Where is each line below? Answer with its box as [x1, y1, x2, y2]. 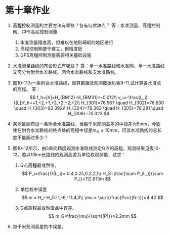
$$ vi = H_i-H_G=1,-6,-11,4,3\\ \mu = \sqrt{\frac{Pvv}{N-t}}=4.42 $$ [22, 194, 163, 200]
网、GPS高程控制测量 [12, 28, 58, 34]
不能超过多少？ [17, 134, 49, 141]
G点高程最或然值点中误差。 [20, 205, 77, 211]
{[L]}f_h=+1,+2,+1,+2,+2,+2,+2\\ [13, 100, 80, 106]
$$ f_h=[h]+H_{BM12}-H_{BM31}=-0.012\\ [29, 94, 117, 100]
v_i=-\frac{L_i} [118, 94, 148, 100]
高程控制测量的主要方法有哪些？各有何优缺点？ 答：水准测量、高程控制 [12, 22, 160, 28]
